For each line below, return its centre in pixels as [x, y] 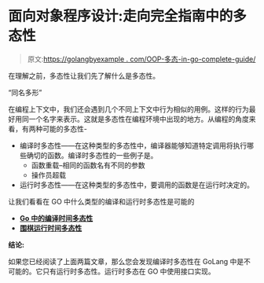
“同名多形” [25, 92]
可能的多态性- [65, 129]
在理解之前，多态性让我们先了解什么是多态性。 [84, 75]
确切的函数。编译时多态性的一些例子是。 [92, 155]
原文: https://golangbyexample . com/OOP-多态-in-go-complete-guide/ [141, 59]
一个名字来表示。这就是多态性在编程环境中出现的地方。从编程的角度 [139, 119]
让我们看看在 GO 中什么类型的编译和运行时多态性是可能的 [101, 201]
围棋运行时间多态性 [51, 228]
